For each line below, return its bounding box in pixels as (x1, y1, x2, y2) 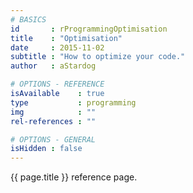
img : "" (10, 107, 97, 117)
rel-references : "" (10, 116, 97, 126)
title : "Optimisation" (10, 33, 123, 43)
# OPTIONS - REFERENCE (10, 79, 105, 90)
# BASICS (10, 14, 47, 25)
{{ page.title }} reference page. (10, 171, 138, 183)
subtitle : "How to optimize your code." (10, 52, 186, 62)
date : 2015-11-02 (10, 42, 105, 53)
